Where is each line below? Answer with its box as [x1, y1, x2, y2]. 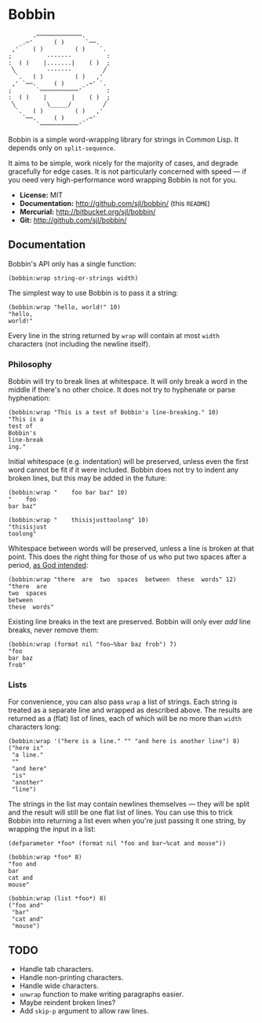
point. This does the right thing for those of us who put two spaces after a [8, 552, 247, 561]
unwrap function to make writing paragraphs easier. [19, 989, 184, 999]
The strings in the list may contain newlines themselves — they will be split [8, 800, 249, 809]
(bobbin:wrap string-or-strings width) [8, 274, 139, 282]
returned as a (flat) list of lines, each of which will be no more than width [8, 714, 242, 723]
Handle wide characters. [19, 981, 100, 991]
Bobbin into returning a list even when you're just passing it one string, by [8, 816, 246, 826]
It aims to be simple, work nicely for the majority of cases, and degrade [8, 158, 238, 167]
